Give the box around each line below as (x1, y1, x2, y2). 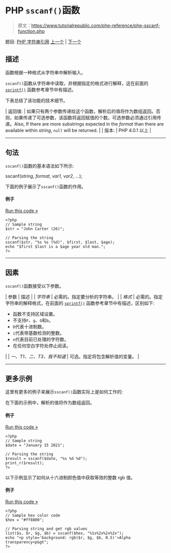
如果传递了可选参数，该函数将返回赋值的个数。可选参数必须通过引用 (14, 114, 157, 120)
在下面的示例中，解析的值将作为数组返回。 (5, 400, 95, 406)
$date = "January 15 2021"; (5, 443, 65, 448)
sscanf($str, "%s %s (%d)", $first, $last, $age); (5, 239, 115, 244)
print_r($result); (5, 460, 44, 466)
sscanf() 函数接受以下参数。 (5, 283, 64, 289)
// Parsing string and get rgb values (5, 526, 88, 531)
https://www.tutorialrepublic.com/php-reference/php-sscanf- (31, 22, 160, 28)
